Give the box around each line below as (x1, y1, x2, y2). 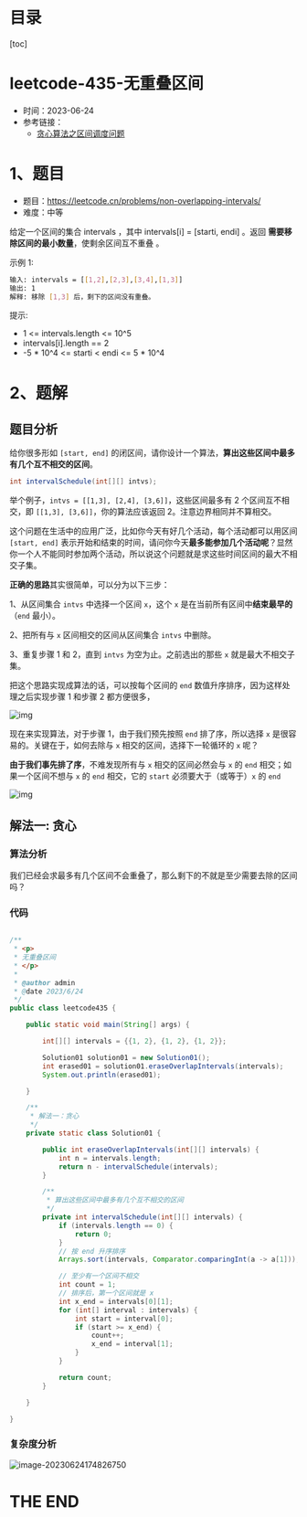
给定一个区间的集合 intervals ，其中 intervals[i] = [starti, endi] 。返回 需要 (9, 226, 285, 237)
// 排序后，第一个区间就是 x (58, 1289, 154, 1298)
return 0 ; (74, 1229, 112, 1238)
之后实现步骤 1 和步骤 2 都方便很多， (16, 691, 155, 703)
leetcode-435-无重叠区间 (9, 73, 204, 94)
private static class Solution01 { (26, 1129, 162, 1138)
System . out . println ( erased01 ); (42, 1070, 162, 1079)
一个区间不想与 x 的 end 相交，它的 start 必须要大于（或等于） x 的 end (16, 770, 281, 781)
